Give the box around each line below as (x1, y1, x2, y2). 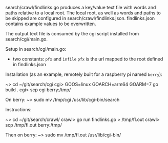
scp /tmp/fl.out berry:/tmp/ (5, 122, 62, 128)
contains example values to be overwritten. (5, 21, 96, 27)
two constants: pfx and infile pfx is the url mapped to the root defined (12, 56, 163, 62)
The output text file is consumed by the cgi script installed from (5, 31, 139, 36)
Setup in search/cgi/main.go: (5, 46, 67, 52)
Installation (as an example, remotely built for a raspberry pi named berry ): (5, 71, 162, 77)
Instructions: (5, 107, 32, 112)
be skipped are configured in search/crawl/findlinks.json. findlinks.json (5, 15, 155, 21)
